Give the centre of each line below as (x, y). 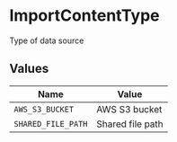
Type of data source (47, 40)
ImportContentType (84, 16)
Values (29, 69)
